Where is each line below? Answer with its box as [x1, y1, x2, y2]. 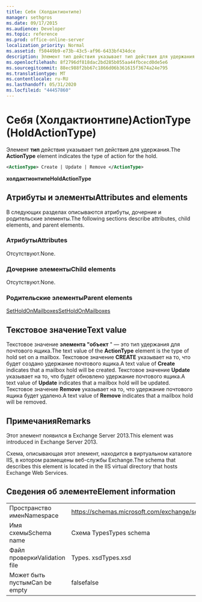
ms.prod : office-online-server [6, 37, 85, 43]
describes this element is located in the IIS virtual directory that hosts [6, 463, 178, 470]
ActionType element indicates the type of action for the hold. [6, 152, 158, 160]
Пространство [9, 504, 52, 512]
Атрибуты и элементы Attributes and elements [6, 192, 188, 202]
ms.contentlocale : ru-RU [6, 76, 69, 82]
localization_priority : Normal [6, 43, 85, 49]
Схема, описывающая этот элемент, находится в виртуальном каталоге [6, 450, 192, 457]
